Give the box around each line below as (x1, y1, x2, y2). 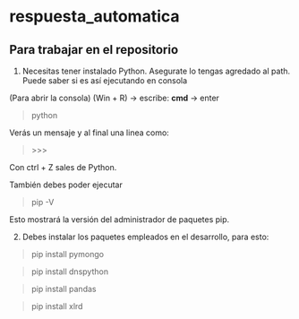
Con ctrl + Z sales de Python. (9, 162, 117, 172)
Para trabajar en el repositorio (9, 42, 179, 57)
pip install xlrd (30, 301, 83, 311)
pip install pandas (30, 284, 97, 294)
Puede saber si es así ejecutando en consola (21, 75, 188, 86)
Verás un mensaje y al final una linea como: (9, 127, 170, 138)
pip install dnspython (30, 266, 109, 277)
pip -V (30, 197, 55, 207)
